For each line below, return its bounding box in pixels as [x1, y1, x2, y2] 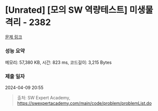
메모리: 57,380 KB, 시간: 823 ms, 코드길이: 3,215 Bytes [5, 59, 112, 65]
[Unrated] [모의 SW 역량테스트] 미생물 [5, 4, 153, 16]
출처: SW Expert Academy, [17, 94, 70, 101]
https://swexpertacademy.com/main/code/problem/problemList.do [17, 100, 152, 106]
